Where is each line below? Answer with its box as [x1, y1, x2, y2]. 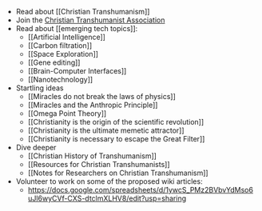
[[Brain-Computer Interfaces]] [27, 66, 127, 75]
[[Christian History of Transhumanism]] [27, 151, 157, 161]
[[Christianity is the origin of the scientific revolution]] [27, 117, 204, 126]
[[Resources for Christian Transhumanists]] [27, 160, 170, 169]
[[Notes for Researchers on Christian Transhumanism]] [27, 168, 209, 177]
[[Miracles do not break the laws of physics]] [27, 92, 176, 101]
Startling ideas [15, 83, 64, 93]
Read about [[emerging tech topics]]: [15, 24, 138, 33]
